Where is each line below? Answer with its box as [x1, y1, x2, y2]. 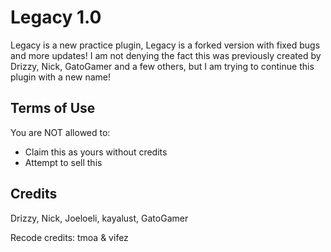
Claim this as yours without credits [24, 146, 168, 158]
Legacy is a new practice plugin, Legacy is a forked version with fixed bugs [10, 39, 321, 51]
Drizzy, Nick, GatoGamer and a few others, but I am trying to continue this [10, 60, 315, 72]
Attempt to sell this [24, 156, 103, 168]
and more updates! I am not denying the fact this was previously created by [10, 49, 322, 61]
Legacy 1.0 [10, 6, 102, 29]
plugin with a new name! [10, 71, 112, 83]
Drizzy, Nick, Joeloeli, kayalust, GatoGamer [10, 212, 189, 224]
